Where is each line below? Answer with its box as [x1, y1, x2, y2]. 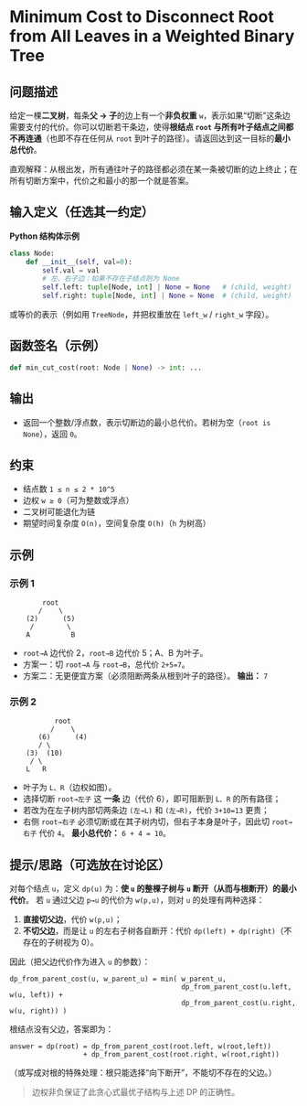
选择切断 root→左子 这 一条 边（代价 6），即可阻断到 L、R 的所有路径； [22, 793, 281, 804]
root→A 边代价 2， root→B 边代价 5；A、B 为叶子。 [22, 648, 208, 659]
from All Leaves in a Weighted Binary [9, 26, 295, 47]
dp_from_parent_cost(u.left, [181, 983, 292, 992]
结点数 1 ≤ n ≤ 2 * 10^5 [22, 483, 116, 495]
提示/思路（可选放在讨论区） [9, 857, 171, 873]
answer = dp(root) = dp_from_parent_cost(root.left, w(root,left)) [9, 1042, 272, 1051]
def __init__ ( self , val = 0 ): [26, 257, 132, 266]
